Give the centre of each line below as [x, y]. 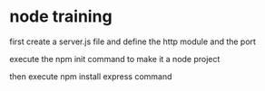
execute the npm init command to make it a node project [115, 59]
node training [61, 17]
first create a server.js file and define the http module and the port [133, 41]
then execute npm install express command [91, 76]
